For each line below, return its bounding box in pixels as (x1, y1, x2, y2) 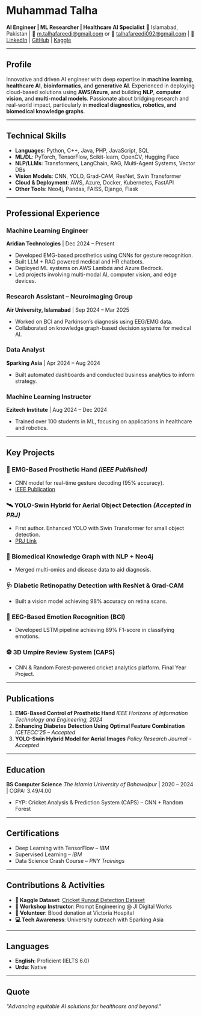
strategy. (14, 377, 37, 385)
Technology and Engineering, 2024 (14, 716, 103, 724)
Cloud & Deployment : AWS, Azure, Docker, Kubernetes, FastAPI (14, 178, 174, 186)
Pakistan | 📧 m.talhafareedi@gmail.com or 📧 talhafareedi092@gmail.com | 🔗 (6, 30, 195, 37)
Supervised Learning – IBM (14, 851, 82, 858)
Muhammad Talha (6, 4, 98, 17)
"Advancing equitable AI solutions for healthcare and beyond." (6, 1003, 162, 1010)
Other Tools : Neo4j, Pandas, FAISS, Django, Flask (14, 185, 138, 192)
